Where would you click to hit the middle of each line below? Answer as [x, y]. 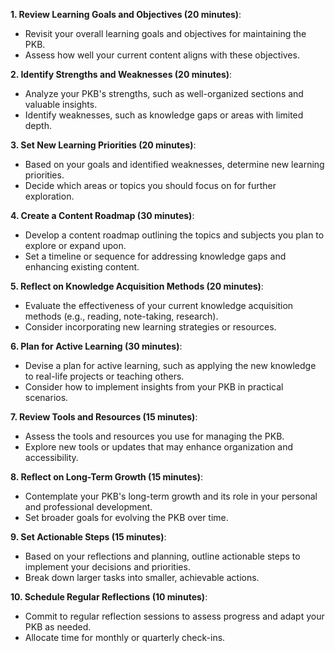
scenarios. [46, 397]
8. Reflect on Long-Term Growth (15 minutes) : [106, 477]
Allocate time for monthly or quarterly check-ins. [125, 637]
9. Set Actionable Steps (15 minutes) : [88, 537]
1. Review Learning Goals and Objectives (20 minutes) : [126, 14]
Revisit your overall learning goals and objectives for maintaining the [165, 33]
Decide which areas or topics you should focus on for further [150, 185]
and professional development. [88, 507]
